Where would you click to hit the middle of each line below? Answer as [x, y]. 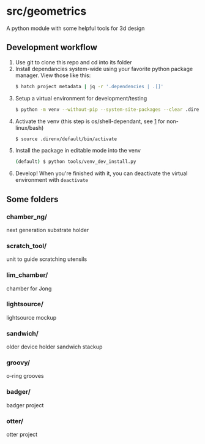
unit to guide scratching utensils [47, 259]
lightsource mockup [32, 317]
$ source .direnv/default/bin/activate [66, 139]
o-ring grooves [25, 376]
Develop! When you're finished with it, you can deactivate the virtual [101, 173]
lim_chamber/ [27, 275]
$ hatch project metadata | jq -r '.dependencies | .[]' [89, 86]
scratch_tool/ [27, 246]
